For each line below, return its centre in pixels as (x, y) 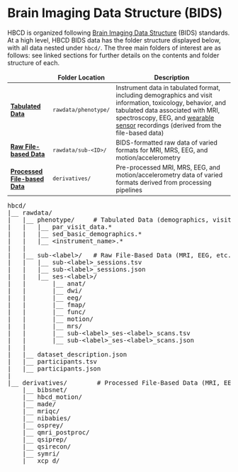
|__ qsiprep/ (45, 439)
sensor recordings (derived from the (169, 125)
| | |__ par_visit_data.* (60, 227)
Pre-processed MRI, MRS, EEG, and (168, 167)
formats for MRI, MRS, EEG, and (162, 150)
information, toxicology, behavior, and (171, 102)
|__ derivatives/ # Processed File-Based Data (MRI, (114, 383)
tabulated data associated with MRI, (168, 110)
